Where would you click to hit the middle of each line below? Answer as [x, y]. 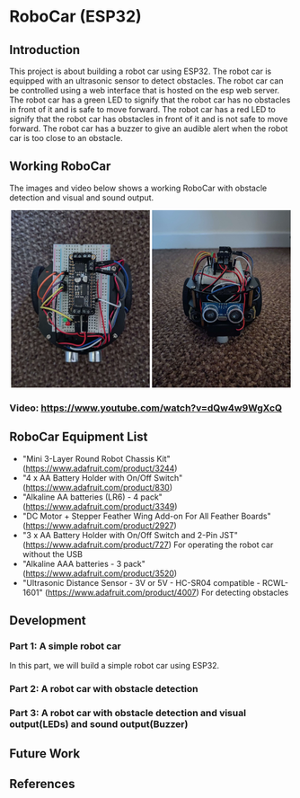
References [42, 784]
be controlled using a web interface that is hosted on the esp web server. [145, 90]
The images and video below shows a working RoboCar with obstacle [138, 188]
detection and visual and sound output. [82, 197]
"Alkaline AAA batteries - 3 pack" [84, 563]
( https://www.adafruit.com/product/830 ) [97, 487]
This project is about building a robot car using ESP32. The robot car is [141, 71]
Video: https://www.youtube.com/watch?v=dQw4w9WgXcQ [146, 408]
